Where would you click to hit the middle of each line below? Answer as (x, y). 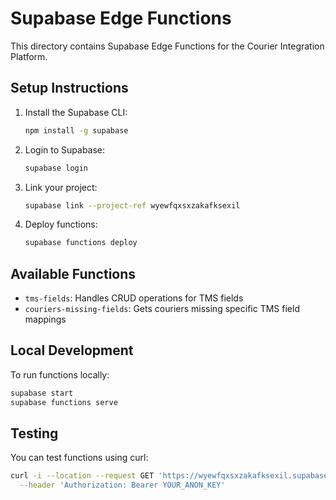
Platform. (29, 56)
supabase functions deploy (81, 243)
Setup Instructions (69, 88)
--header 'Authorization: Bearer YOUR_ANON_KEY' (122, 485)
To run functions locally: (60, 374)
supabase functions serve (64, 402)
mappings (45, 319)
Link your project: (61, 187)
